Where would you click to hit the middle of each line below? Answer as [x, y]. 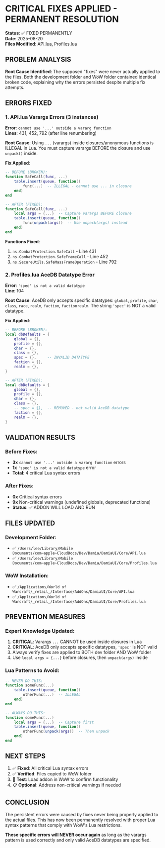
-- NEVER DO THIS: [24, 681]
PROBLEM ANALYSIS [38, 59]
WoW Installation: [27, 576]
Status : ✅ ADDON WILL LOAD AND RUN [54, 507]
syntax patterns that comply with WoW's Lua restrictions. [63, 825]
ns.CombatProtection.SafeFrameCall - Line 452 [60, 256]
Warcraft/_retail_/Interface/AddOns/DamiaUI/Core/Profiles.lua [79, 602]
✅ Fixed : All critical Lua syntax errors [50, 768]
